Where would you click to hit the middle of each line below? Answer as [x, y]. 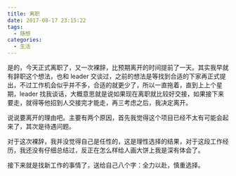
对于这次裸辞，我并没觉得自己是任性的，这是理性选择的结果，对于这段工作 [115, 141]
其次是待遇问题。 [50, 126]
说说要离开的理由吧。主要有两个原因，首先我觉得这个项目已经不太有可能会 [115, 118]
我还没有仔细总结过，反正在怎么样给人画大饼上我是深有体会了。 [112, 150]
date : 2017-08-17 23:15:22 [47, 20]
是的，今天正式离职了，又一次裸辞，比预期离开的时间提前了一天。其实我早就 [118, 67]
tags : [15, 27]
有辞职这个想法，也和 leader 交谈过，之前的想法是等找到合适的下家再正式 [113, 76]
